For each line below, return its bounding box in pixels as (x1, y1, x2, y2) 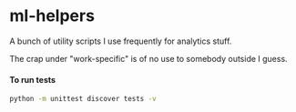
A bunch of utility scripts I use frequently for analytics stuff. (9, 36, 232, 46)
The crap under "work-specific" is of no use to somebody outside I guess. (9, 53, 289, 64)
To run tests (9, 74, 56, 85)
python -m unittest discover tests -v (9, 95, 157, 104)
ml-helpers (9, 5, 96, 26)
